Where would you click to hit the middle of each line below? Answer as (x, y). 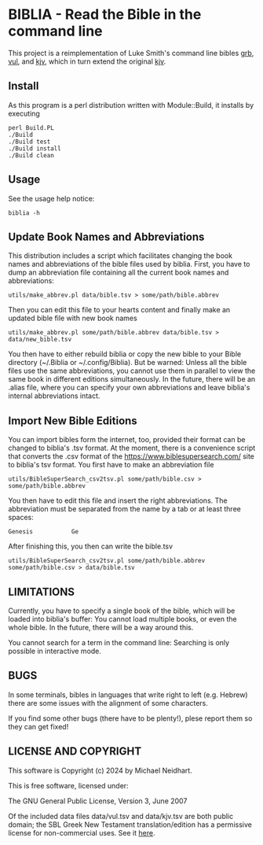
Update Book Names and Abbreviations (106, 236)
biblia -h (24, 213)
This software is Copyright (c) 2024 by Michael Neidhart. (100, 770)
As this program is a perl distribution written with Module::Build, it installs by (131, 105)
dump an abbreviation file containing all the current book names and (119, 272)
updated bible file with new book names (73, 318)
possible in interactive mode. (55, 651)
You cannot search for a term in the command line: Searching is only (119, 642)
